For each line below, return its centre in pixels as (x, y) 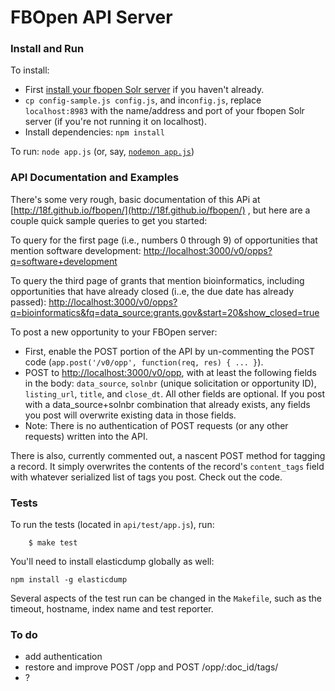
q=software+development (64, 261)
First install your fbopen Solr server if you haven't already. (144, 90)
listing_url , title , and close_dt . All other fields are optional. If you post (175, 393)
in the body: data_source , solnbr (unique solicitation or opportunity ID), (170, 383)
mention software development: (76, 250)
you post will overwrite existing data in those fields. (130, 415)
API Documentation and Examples (95, 178)
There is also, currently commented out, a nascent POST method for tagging (168, 455)
